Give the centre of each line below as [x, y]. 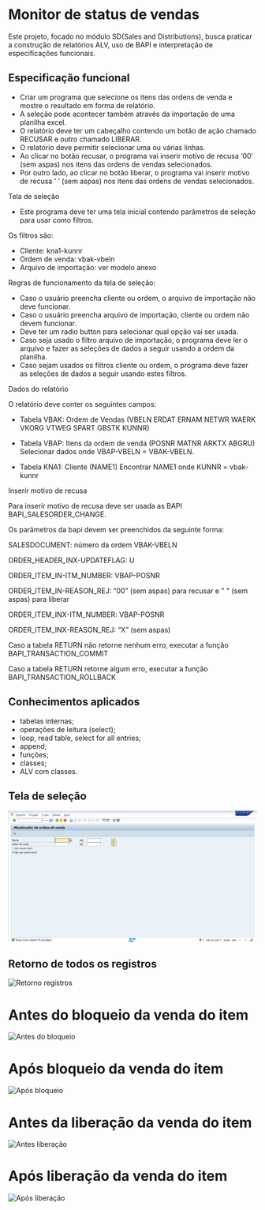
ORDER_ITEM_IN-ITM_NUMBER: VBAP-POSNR [84, 575]
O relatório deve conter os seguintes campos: [82, 404]
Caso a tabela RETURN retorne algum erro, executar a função [108, 668]
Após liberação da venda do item [118, 1176]
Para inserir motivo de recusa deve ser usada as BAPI [95, 505]
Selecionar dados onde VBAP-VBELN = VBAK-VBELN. [107, 451]
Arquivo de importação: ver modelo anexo [88, 267]
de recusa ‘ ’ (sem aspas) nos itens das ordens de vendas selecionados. [137, 181]
